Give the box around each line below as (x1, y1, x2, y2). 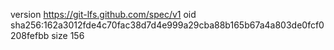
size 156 (51, 30, 85, 41)
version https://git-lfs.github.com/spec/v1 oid (10, 9, 197, 20)
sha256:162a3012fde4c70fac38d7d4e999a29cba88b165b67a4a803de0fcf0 (10, 19, 325, 31)
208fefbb (10, 30, 50, 41)
